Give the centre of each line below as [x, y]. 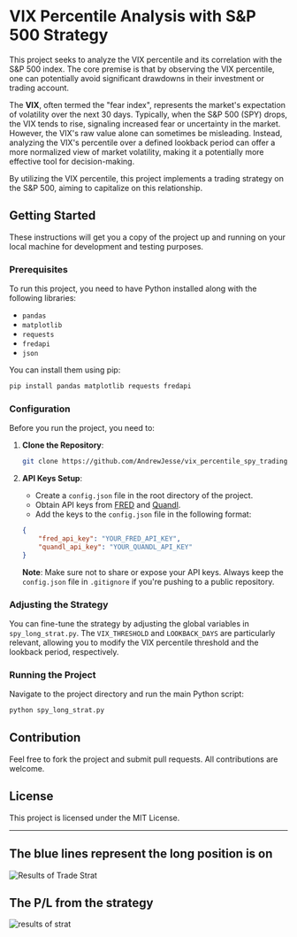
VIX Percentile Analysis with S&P [133, 16]
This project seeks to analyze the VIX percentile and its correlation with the [146, 59]
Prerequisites [38, 269]
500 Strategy [59, 35]
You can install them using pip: [65, 370]
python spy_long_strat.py [57, 710]
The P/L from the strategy [81, 903]
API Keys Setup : [52, 479]
